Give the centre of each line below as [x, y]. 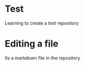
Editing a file [32, 44]
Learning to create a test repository [42, 23]
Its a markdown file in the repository [42, 58]
